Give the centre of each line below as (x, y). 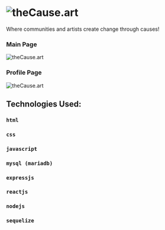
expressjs (20, 178)
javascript (22, 149)
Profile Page (24, 73)
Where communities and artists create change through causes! (83, 29)
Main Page (22, 44)
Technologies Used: (44, 104)
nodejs (16, 206)
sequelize (20, 221)
